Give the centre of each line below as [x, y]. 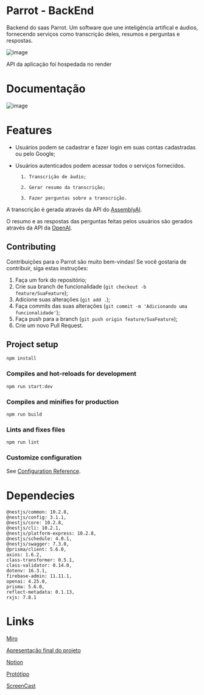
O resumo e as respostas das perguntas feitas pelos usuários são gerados [100, 221]
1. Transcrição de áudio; [54, 177]
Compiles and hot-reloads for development [72, 374]
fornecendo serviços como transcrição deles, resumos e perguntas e [93, 34]
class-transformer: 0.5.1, [40, 560]
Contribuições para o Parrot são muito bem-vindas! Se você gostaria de [97, 261]
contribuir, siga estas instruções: [47, 268]
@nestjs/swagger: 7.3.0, [38, 544]
